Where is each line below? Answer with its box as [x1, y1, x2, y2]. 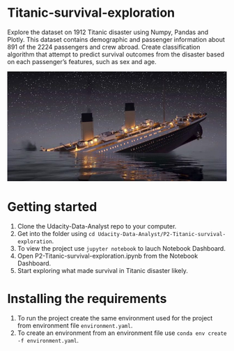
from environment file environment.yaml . [17, 321, 133, 329]
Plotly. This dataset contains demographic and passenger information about [7, 35, 225, 43]
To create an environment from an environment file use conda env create [17, 329, 227, 337]
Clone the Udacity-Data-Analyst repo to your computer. [17, 221, 177, 231]
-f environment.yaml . [17, 336, 79, 344]
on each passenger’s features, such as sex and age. [7, 57, 157, 65]
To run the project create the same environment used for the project [17, 313, 213, 322]
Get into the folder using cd [17, 229, 95, 237]
